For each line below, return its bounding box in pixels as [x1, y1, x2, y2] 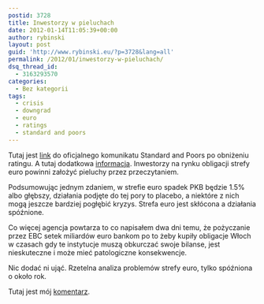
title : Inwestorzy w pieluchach [8, 19, 114, 27]
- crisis [15, 99, 44, 107]
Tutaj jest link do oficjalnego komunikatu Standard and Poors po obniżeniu [8, 150, 250, 160]
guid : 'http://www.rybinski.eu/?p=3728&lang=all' [8, 48, 175, 56]
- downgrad [15, 107, 51, 115]
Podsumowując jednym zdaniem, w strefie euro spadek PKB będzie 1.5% [8, 182, 246, 191]
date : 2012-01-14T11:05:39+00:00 [8, 26, 118, 34]
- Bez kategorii [15, 84, 69, 93]
